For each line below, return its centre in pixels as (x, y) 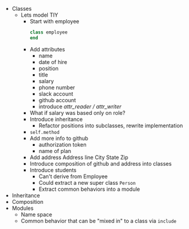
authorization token (63, 144)
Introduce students (53, 170)
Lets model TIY (39, 15)
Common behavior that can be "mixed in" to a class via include (99, 221)
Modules (23, 208)
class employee (48, 32)
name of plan (55, 151)
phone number (57, 87)
